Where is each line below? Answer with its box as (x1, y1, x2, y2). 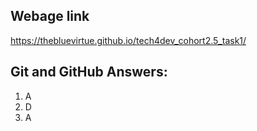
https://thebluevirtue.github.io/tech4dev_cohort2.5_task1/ (10, 34, 247, 46)
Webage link (10, 8, 90, 25)
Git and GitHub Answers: (10, 64, 168, 81)
